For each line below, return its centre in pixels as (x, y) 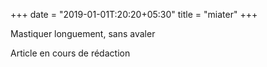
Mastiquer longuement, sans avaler (83, 33)
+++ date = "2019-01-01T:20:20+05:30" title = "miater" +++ (134, 14)
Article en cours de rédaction (70, 53)
